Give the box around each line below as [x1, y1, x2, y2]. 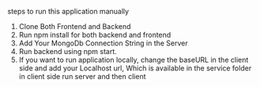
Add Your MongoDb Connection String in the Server [18, 38, 189, 48]
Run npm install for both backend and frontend [18, 31, 171, 39]
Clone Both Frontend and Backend [18, 22, 131, 31]
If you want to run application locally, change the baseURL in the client [18, 55, 249, 64]
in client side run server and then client [18, 72, 147, 81]
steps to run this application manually [7, 7, 130, 16]
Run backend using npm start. [18, 47, 118, 56]
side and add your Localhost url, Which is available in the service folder [18, 63, 252, 73]
